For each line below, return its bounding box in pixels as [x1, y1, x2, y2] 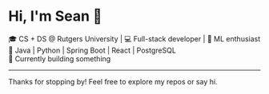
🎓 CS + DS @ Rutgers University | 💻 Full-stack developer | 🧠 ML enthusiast [8, 33, 261, 43]
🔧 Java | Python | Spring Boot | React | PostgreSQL [8, 45, 176, 55]
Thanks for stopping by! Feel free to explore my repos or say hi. [8, 76, 218, 86]
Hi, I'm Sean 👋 [8, 7, 102, 25]
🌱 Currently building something [8, 53, 111, 63]
